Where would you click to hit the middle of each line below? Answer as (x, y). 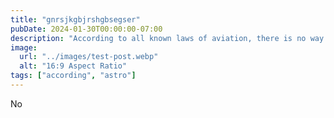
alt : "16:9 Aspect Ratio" (73, 66)
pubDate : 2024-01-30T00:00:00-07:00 (86, 29)
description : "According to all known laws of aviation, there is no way (167, 38)
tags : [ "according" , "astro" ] (73, 76)
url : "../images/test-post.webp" (89, 57)
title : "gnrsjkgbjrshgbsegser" (75, 19)
